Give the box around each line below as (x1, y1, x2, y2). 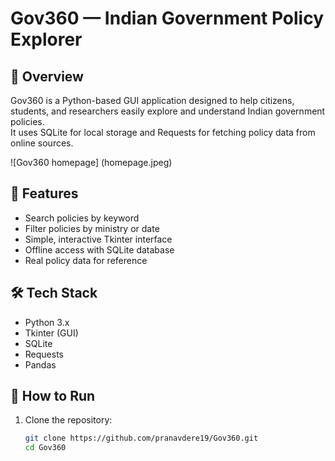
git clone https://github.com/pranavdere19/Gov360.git (24, 433, 259, 444)
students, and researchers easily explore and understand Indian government (10, 105, 326, 117)
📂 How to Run (10, 388, 96, 405)
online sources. (10, 137, 74, 149)
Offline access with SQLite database (24, 243, 175, 256)
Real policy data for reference (24, 254, 148, 266)
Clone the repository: (24, 414, 113, 426)
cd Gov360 (24, 443, 67, 453)
